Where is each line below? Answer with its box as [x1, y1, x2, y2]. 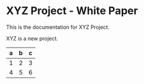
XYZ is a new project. [6, 35, 58, 42]
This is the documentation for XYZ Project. [6, 23, 110, 31]
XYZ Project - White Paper [6, 4, 138, 18]
